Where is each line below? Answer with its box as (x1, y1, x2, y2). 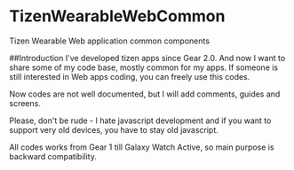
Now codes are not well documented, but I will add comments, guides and (9, 89, 281, 99)
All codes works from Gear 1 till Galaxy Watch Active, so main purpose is (9, 142, 274, 152)
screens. (9, 97, 42, 108)
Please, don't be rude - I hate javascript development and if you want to (9, 115, 272, 126)
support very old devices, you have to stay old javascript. (9, 124, 219, 135)
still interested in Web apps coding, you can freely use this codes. (9, 71, 250, 81)
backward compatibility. (9, 151, 98, 161)
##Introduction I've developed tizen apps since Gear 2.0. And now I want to (9, 52, 286, 63)
